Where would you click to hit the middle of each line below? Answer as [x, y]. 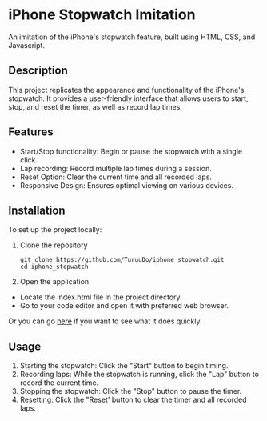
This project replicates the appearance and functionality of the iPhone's [126, 90]
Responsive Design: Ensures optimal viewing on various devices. [127, 185]
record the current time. [59, 383]
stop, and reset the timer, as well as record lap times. [95, 106]
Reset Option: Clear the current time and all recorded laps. [116, 177]
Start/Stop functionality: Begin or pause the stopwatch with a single [131, 151]
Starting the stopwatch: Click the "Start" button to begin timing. [124, 366]
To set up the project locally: [55, 230]
